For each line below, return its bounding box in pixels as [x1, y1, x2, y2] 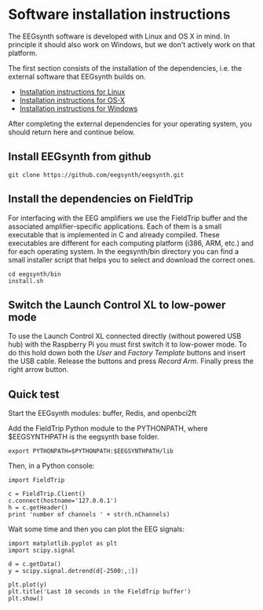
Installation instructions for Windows [19, 104, 138, 113]
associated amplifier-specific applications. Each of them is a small [8, 222, 222, 231]
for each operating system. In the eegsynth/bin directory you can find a [8, 246, 239, 256]
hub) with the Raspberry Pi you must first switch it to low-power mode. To [8, 340, 247, 349]
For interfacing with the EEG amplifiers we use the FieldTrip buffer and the [8, 213, 248, 222]
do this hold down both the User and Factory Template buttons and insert [8, 348, 246, 358]
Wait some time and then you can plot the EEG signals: [8, 524, 184, 534]
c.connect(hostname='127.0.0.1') [8, 497, 118, 505]
